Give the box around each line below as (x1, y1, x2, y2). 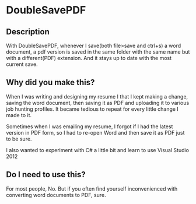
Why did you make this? (6, 78, 95, 87)
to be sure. (6, 135, 32, 142)
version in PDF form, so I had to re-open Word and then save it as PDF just (6, 129, 185, 136)
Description (6, 27, 50, 37)
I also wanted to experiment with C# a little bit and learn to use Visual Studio (6, 146, 190, 153)
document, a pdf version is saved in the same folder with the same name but (6, 48, 190, 55)
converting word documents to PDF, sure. (6, 191, 106, 198)
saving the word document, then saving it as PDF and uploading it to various (6, 99, 190, 106)
